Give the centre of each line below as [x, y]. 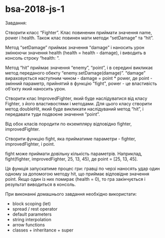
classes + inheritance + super [43, 230]
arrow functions [29, 225]
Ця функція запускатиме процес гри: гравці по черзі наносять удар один [82, 168]
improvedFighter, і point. [30, 144]
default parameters [32, 214]
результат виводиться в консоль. [41, 184]
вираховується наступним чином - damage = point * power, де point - [79, 78]
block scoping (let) [32, 203]
